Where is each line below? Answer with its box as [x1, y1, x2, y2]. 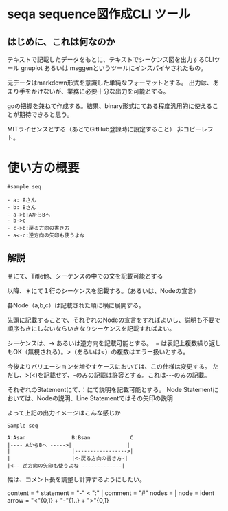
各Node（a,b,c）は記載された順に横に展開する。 [7, 301, 146, 309]
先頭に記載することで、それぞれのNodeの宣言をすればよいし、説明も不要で [7, 316, 221, 324]
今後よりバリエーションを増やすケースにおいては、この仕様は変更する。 [7, 362, 212, 370]
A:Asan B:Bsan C [7, 434, 134, 441]
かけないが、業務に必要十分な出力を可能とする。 [30, 87, 170, 95]
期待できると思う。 [19, 111, 73, 118]
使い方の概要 [7, 160, 80, 176]
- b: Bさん [7, 204, 36, 210]
